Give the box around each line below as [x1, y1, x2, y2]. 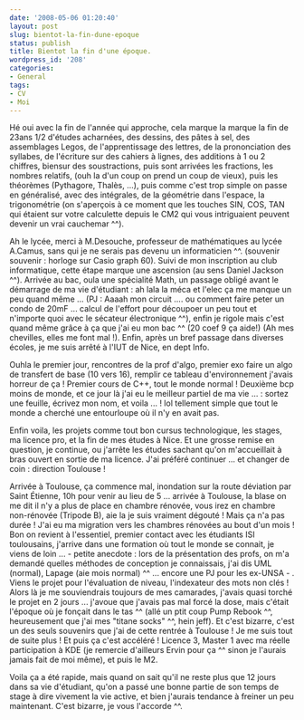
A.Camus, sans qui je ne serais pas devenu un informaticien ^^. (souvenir [9, 245, 280, 256]
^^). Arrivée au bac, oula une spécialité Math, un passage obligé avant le [9, 274, 279, 285]
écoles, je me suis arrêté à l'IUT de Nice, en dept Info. [9, 341, 210, 353]
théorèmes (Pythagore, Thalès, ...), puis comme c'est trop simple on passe [9, 180, 288, 191]
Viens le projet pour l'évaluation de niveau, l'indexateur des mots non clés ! [9, 577, 290, 589]
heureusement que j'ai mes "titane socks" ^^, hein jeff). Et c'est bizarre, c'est [9, 616, 295, 627]
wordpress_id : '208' [9, 55, 88, 64]
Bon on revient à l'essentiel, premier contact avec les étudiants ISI [9, 529, 255, 540]
